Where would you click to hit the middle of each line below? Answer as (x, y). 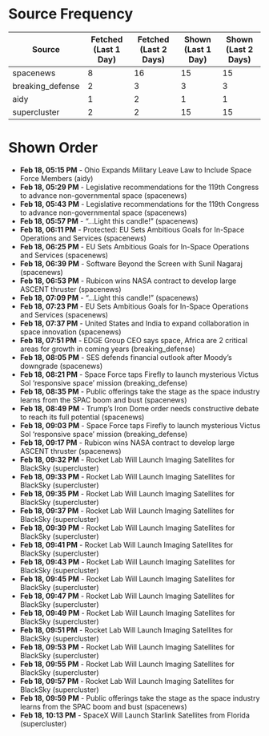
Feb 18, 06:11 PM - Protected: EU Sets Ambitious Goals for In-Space (132, 229)
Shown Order (53, 148)
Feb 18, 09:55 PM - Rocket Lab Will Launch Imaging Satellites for (127, 664)
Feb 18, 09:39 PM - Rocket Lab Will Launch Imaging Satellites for (127, 528)
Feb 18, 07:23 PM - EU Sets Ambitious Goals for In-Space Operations (134, 306)
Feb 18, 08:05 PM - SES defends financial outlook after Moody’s (126, 357)
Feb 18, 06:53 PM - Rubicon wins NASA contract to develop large (128, 281)
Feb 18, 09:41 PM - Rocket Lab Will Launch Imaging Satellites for (126, 544)
